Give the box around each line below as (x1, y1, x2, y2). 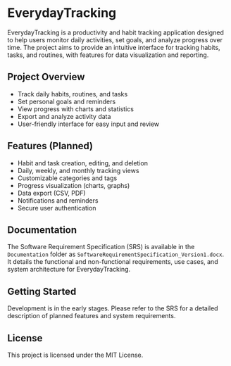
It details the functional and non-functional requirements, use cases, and (7, 258, 218, 266)
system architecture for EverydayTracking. (7, 265, 131, 274)
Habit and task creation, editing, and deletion (17, 158, 148, 167)
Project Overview (7, 71, 85, 83)
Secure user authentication (17, 203, 96, 212)
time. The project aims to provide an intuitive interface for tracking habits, (7, 43, 220, 51)
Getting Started (7, 285, 77, 297)
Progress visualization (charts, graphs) (17, 181, 130, 189)
